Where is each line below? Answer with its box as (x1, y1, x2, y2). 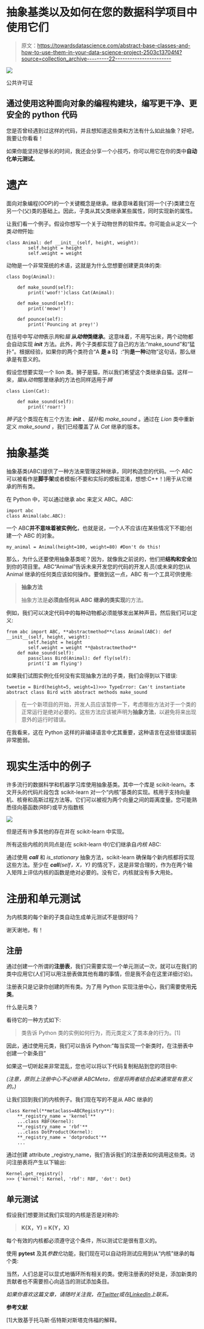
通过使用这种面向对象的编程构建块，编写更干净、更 (6, 98, 197, 109)
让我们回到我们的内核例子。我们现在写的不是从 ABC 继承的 (6, 1096, 153, 1103)
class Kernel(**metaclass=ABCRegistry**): (6, 1108, 115, 1114)
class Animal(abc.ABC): (6, 513, 67, 519)
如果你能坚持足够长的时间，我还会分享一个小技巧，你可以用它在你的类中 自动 (6, 147, 197, 154)
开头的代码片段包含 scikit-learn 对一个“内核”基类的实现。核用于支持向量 (11, 788, 191, 796)
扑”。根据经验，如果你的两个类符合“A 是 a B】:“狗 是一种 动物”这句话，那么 (6, 348, 191, 355)
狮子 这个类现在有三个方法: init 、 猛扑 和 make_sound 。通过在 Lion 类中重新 (6, 415, 195, 423)
